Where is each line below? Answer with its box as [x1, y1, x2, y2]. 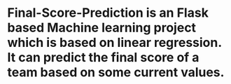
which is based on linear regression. [7, 35, 222, 50]
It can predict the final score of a [7, 50, 199, 66]
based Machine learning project [7, 20, 197, 36]
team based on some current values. [7, 64, 225, 80]
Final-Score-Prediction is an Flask [7, 5, 209, 21]
